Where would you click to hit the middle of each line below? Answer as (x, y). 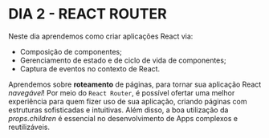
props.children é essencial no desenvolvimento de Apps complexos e (123, 118)
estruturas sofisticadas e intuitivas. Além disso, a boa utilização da (118, 110)
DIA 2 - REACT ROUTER (88, 14)
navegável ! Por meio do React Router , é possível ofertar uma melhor (122, 92)
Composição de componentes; (71, 51)
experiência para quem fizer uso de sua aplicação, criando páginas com (128, 101)
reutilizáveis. (29, 127)
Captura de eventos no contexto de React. (90, 68)
